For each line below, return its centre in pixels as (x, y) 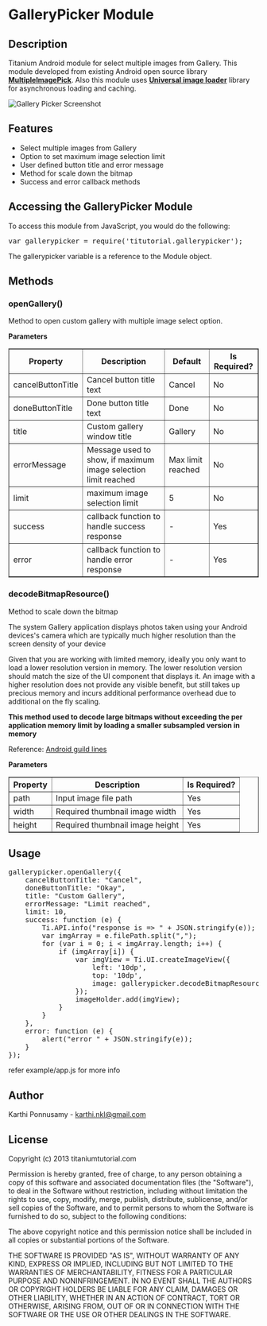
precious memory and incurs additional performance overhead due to (122, 692)
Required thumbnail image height (117, 824)
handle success (116, 526)
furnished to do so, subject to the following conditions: (97, 1216)
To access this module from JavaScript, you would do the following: (119, 226)
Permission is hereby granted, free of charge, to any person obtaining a (125, 1174)
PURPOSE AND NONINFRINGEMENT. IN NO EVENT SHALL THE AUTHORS (130, 1281)
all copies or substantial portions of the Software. (89, 1240)
